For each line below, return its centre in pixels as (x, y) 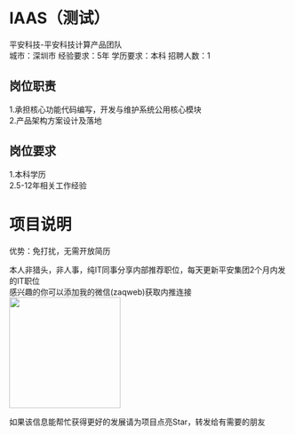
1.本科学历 (28, 174)
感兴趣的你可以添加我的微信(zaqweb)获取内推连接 (101, 292)
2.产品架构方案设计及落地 (56, 120)
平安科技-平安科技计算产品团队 (66, 44)
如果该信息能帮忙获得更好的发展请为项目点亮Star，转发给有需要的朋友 (137, 422)
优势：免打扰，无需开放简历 (60, 250)
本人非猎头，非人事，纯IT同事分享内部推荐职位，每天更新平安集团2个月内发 (147, 269)
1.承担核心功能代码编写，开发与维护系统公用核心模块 (105, 109)
